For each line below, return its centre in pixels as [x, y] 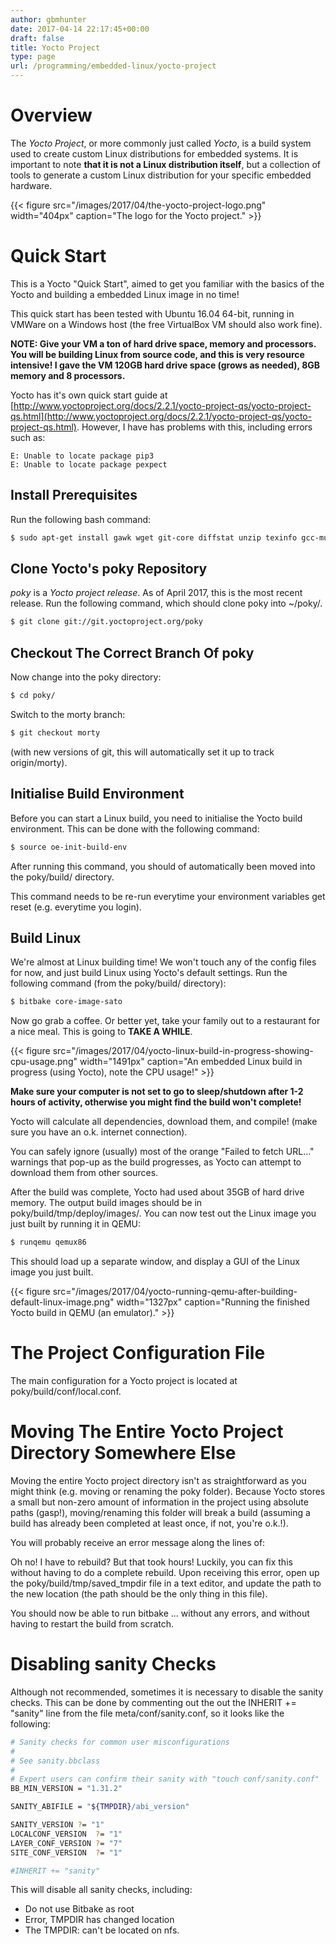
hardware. [31, 185]
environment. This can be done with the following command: [135, 828]
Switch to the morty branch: [68, 714]
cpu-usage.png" [44, 1062]
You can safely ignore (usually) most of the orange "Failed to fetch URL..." [162, 1152]
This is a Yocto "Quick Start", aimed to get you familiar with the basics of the [167, 283]
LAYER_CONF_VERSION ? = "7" [66, 1843]
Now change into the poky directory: [86, 677]
